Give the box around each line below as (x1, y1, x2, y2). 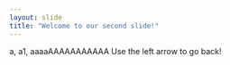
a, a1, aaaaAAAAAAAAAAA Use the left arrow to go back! (9, 45, 223, 56)
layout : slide (9, 12, 63, 22)
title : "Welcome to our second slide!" (9, 21, 160, 30)
